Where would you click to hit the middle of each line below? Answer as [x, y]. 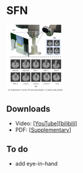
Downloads [28, 109]
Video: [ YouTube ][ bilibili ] [46, 124]
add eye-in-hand [36, 164]
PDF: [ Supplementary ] [43, 130]
